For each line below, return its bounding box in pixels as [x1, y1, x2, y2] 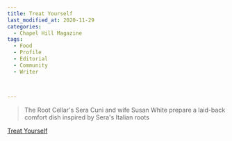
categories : [7, 23, 42, 30]
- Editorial [13, 56, 49, 63]
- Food [13, 42, 33, 49]
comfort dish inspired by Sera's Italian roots [24, 113, 149, 122]
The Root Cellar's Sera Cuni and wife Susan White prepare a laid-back [24, 106, 226, 114]
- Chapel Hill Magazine [13, 29, 82, 37]
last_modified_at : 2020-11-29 [7, 17, 95, 24]
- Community [13, 62, 49, 69]
